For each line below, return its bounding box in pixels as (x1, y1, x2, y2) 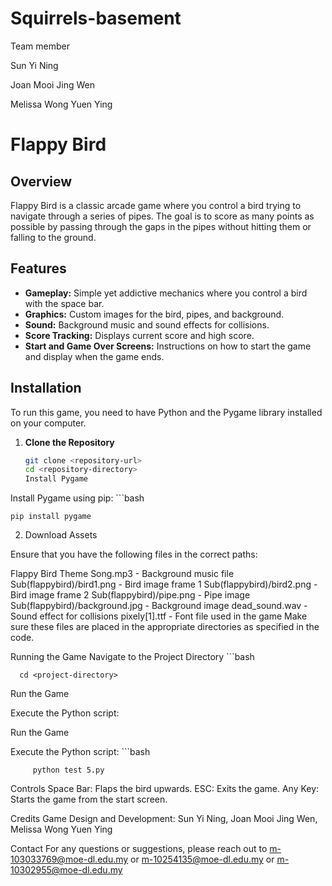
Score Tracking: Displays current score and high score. (24, 329, 255, 341)
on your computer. (10, 417, 87, 429)
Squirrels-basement (10, 7, 182, 30)
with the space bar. (24, 297, 105, 309)
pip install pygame (10, 512, 92, 522)
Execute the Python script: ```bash (10, 746, 151, 758)
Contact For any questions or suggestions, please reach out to (10, 843, 268, 855)
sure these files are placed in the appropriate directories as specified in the (10, 621, 320, 633)
